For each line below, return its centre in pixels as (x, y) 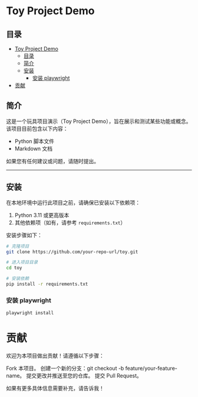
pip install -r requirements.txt (47, 284)
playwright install (30, 313)
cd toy (14, 268)
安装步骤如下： (24, 235)
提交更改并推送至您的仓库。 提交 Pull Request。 (84, 376)
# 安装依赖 (18, 279)
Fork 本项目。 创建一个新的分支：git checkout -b (65, 369)
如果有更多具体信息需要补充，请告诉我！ (55, 388)
